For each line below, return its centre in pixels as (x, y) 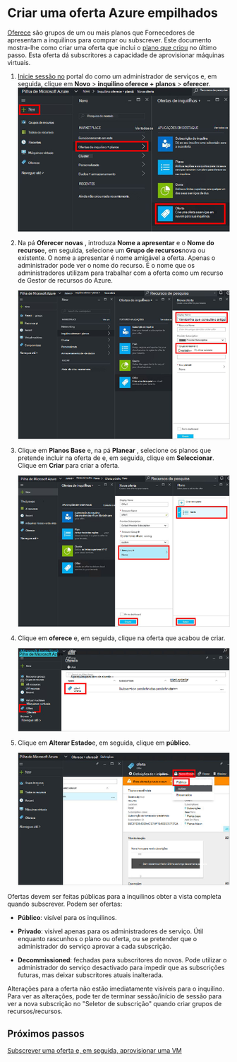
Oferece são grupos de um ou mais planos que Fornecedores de (101, 33)
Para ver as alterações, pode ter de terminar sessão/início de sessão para (115, 996)
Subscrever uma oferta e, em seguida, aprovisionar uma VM (95, 1051)
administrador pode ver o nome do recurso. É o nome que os (106, 265)
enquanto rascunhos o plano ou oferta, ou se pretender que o (107, 939)
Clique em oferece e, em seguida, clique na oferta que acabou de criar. (121, 638)
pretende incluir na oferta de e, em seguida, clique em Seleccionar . (116, 458)
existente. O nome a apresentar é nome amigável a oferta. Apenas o (116, 258)
